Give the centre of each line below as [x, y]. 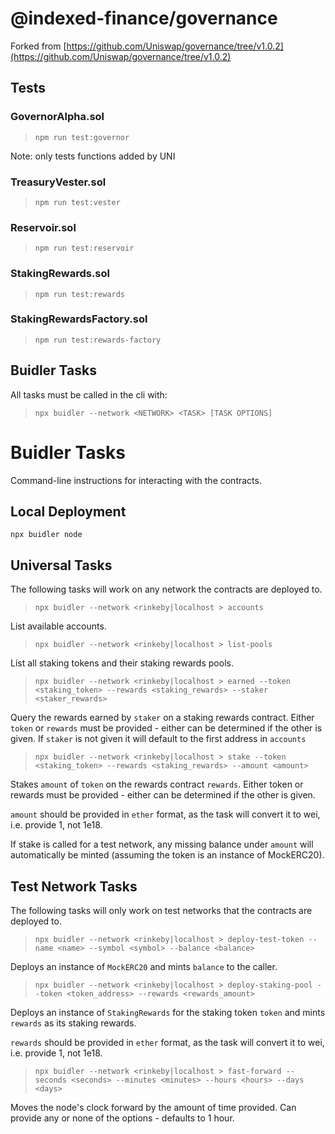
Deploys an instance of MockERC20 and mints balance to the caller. [144, 966]
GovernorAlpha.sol [57, 117]
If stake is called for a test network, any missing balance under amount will [162, 844]
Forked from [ [38, 46]
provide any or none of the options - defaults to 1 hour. [122, 1118]
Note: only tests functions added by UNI [93, 156]
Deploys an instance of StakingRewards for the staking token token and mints [168, 1012]
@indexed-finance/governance [144, 18]
